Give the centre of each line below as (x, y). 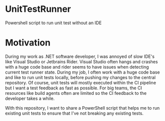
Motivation (28, 43)
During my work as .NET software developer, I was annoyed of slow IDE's (80, 56)
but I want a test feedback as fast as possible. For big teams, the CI (74, 88)
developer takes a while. (30, 98)
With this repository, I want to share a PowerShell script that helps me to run (82, 108)
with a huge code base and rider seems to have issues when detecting (77, 67)
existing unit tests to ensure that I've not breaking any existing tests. (74, 113)
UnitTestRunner (38, 9)
